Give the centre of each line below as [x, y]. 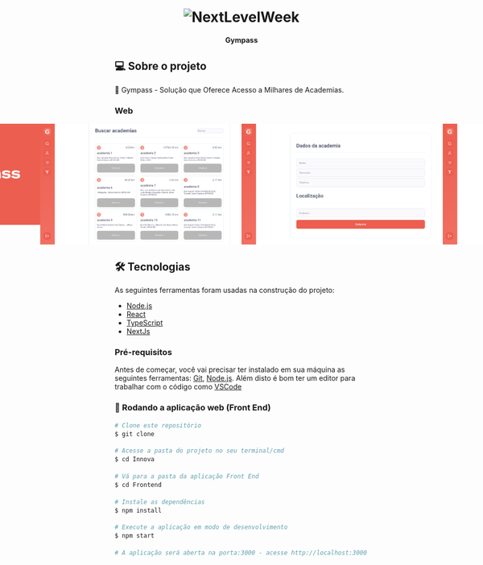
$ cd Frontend [138, 485]
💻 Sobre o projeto [161, 66]
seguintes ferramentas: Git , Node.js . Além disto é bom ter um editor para [235, 378]
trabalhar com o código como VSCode [178, 387]
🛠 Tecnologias [153, 267]
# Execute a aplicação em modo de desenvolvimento [201, 527]
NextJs [138, 332]
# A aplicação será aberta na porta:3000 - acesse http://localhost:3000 [241, 553]
